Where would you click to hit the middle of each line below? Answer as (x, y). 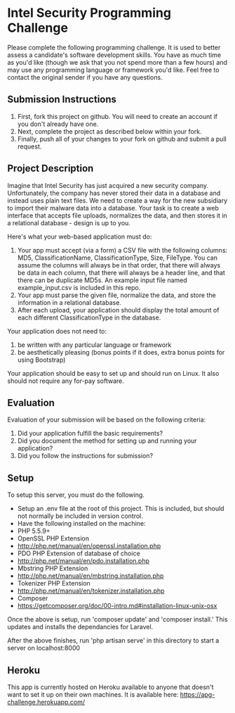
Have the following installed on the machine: (81, 524)
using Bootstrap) (41, 360)
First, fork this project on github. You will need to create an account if (117, 116)
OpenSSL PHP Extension (53, 538)
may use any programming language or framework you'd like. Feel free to (113, 70)
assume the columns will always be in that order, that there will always (119, 265)
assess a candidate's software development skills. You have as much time (114, 55)
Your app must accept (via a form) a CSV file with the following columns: (122, 250)
